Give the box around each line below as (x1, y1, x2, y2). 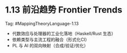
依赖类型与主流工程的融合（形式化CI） (12, 37, 89, 42)
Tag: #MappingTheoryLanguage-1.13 (5, 20, 79, 26)
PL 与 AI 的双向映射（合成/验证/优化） (12, 42, 88, 48)
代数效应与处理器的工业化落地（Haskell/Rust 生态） (12, 30, 116, 36)
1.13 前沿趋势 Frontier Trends (5, 4, 123, 15)
